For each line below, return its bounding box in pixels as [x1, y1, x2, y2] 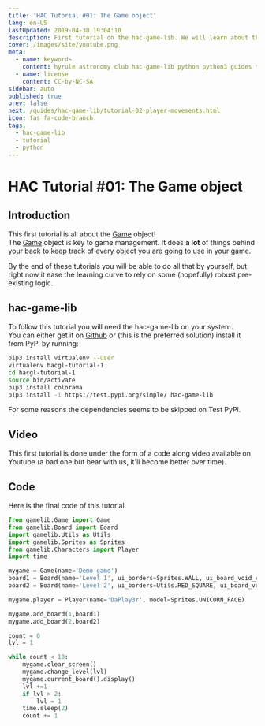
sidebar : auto [8, 84, 55, 93]
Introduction [8, 208, 71, 222]
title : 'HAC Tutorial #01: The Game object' [8, 11, 157, 20]
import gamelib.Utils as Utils [8, 531, 111, 538]
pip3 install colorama [8, 383, 83, 391]
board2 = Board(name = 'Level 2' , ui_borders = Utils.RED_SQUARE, [8, 582, 217, 590]
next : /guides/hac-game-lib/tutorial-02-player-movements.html [8, 107, 221, 115]
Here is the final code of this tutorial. [8, 501, 127, 511]
